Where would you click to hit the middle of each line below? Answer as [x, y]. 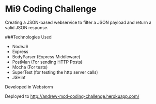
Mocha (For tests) [30, 67]
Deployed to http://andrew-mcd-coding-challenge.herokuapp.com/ [72, 96]
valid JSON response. [27, 27]
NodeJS [20, 46]
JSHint [19, 77]
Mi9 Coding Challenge [51, 9]
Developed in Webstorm [29, 87]
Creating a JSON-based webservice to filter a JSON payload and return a [78, 22]
